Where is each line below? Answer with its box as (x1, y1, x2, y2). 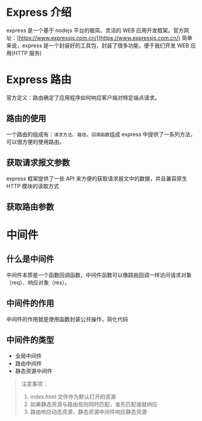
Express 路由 (6, 73, 72, 86)
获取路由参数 (6, 201, 54, 212)
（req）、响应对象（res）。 (6, 279, 71, 286)
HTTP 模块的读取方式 (6, 182, 59, 189)
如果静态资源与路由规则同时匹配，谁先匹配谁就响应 (30, 400, 158, 408)
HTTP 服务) (13, 49, 42, 56)
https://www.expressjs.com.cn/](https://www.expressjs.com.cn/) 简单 (19, 34, 192, 41)
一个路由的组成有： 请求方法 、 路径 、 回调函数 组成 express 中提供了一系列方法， (6, 131, 196, 138)
